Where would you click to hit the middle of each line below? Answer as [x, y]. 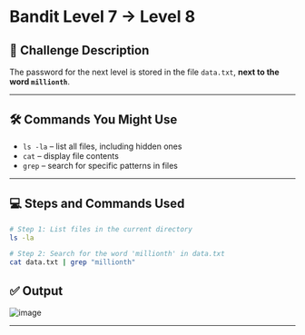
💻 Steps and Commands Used [97, 204]
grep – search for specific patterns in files [100, 165]
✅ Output [36, 291]
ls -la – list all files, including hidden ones [102, 146]
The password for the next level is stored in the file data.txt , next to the [144, 72]
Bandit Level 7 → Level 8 [103, 17]
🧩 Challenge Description [79, 50]
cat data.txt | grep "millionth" [73, 262]
